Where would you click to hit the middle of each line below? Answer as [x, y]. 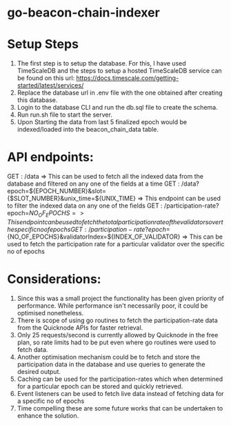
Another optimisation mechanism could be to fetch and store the [109, 357]
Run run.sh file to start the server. [64, 115]
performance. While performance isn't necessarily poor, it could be [112, 306]
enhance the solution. [48, 415]
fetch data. [32, 349]
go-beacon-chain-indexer [83, 13]
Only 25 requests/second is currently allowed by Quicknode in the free [118, 335]
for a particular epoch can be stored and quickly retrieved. [100, 386]
